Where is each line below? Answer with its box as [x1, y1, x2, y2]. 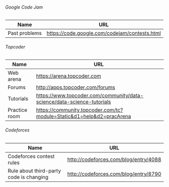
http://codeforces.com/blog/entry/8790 [67, 170, 161, 177]
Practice [8, 106, 28, 113]
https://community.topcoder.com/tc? [36, 106, 123, 113]
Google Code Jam [5, 4, 43, 10]
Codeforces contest [8, 153, 55, 160]
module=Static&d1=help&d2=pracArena [36, 113, 131, 120]
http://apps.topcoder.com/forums [36, 84, 116, 91]
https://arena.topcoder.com [36, 73, 102, 80]
